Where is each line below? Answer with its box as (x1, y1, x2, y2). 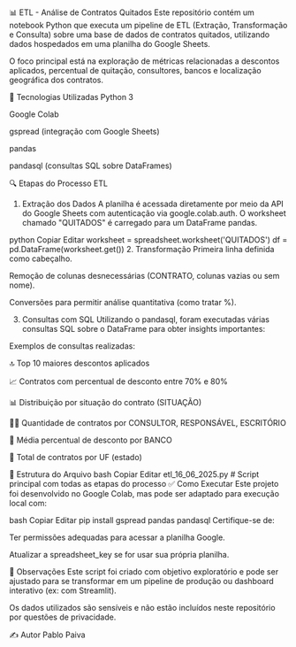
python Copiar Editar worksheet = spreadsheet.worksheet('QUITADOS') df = (9, 235, 288, 245)
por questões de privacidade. (9, 612, 117, 622)
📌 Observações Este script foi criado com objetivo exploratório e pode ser (9, 566, 279, 577)
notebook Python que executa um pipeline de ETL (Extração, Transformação (9, 20, 288, 30)
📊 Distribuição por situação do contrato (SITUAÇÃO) (9, 397, 202, 407)
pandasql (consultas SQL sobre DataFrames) (9, 160, 172, 171)
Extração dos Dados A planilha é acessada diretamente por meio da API (21, 198, 285, 209)
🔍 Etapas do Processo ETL (9, 178, 109, 189)
